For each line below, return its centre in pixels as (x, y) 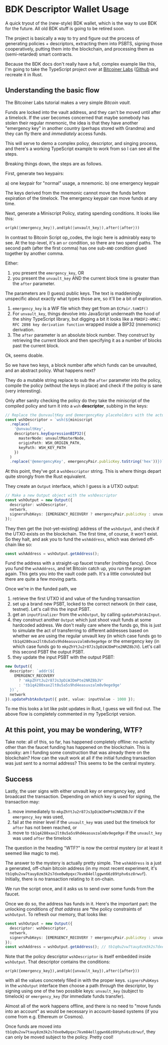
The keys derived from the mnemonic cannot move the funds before (75, 193)
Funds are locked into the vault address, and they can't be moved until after (83, 112)
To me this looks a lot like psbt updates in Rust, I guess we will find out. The (83, 709)
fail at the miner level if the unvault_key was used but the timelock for (84, 822)
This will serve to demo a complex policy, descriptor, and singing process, (81, 143)
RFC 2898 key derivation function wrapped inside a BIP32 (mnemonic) (86, 324)
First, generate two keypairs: (34, 173)
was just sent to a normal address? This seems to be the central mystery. (80, 763)
